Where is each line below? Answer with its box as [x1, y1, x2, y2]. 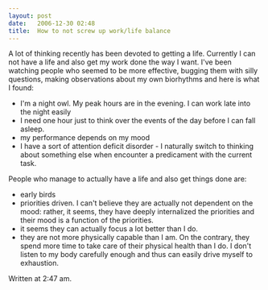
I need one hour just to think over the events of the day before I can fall [19, 116, 256, 126]
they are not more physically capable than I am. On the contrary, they [19, 233, 250, 242]
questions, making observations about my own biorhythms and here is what [8, 74, 260, 85]
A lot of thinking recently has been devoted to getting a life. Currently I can [8, 49, 256, 59]
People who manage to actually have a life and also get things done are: [8, 174, 247, 184]
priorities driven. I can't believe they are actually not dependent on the [19, 198, 254, 208]
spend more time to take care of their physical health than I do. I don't [19, 241, 252, 251]
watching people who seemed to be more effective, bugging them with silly [8, 66, 258, 76]
